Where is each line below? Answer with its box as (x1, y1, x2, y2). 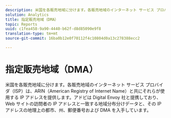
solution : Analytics (5, 12, 49, 17)
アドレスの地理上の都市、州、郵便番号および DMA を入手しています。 (5, 107, 152, 113)
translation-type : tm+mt (5, 31, 58, 36)
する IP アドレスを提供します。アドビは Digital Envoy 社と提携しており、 (9, 94, 161, 100)
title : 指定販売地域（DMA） (5, 17, 59, 22)
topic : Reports (5, 21, 38, 27)
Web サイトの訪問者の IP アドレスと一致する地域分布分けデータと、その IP (5, 100, 162, 107)
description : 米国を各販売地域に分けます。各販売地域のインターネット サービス (5, 7, 154, 13)
